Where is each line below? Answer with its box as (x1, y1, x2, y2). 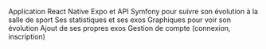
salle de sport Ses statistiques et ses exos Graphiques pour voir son (8, 15, 231, 24)
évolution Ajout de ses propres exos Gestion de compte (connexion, (8, 24, 231, 32)
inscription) (8, 32, 46, 41)
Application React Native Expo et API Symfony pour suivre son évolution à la (8, 7, 259, 16)
